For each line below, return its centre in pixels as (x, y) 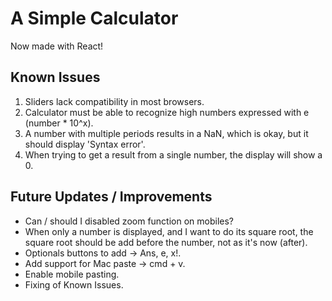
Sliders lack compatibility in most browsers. (114, 101)
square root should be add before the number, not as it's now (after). (166, 242)
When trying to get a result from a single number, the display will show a (173, 154)
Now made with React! (57, 46)
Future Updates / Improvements (111, 197)
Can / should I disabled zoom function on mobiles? (129, 221)
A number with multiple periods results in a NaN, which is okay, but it (166, 133)
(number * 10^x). (59, 123)
